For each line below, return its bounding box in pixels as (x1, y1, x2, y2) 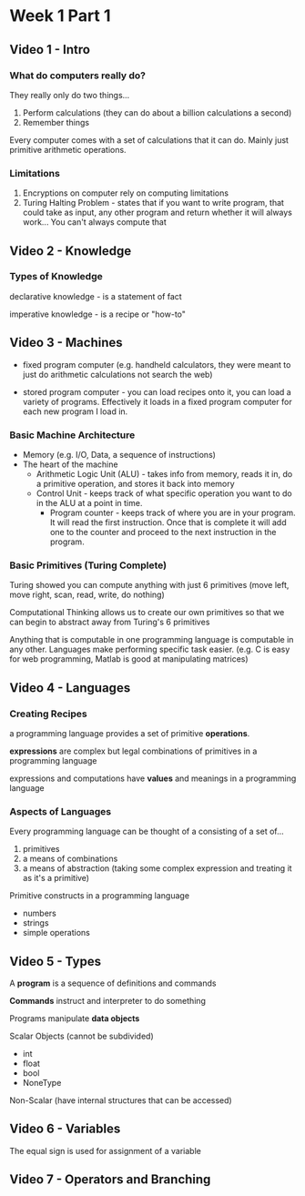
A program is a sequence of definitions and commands (9, 978, 217, 988)
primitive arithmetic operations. (9, 144, 127, 155)
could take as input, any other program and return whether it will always (22, 207, 293, 218)
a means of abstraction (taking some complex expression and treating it (22, 863, 293, 874)
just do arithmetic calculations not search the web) (22, 369, 213, 380)
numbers (22, 907, 57, 919)
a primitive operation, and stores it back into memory (36, 478, 235, 489)
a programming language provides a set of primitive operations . (9, 727, 250, 738)
